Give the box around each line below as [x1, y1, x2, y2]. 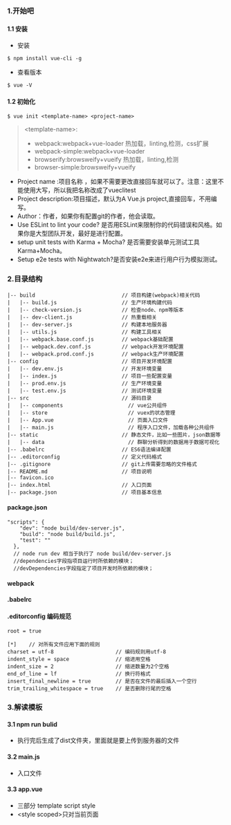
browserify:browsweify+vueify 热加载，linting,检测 [34, 156, 178, 164]
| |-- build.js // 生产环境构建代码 [7, 299, 173, 306]
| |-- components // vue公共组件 [7, 402, 167, 409]
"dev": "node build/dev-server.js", [19, 524, 126, 532]
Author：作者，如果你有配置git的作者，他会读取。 [17, 212, 159, 221]
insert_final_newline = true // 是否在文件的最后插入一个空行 [7, 678, 197, 685]
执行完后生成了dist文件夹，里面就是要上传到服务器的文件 [17, 736, 180, 745]
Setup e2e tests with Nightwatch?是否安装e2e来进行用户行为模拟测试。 [17, 255, 221, 263]
